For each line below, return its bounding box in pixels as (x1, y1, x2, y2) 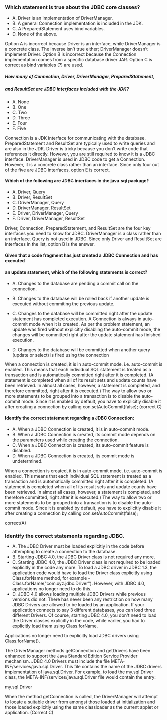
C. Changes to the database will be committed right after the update (12, 310, 153, 316)
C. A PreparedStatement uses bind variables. (12, 26, 105, 32)
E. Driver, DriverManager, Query (12, 210, 78, 216)
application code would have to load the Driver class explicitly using (12, 570, 152, 576)
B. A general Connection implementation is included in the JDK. (12, 20, 143, 26)
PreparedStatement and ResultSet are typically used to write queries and (5, 140, 155, 146)
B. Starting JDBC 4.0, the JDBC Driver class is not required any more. (12, 554, 155, 560)
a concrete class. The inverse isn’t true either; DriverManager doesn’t (5, 46, 148, 52)
